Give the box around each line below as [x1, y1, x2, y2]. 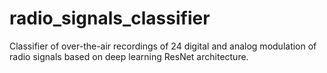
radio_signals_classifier [9, 7, 211, 30]
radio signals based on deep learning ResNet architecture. [9, 50, 249, 62]
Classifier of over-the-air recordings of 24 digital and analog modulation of [9, 40, 317, 52]
